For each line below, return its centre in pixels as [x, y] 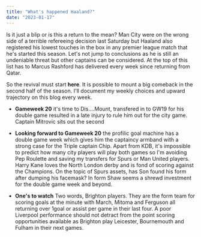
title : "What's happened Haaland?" [51, 12]
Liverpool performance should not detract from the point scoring [95, 215]
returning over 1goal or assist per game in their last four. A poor [93, 208]
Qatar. [14, 73]
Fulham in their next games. [49, 227]
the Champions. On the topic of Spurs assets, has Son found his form [100, 171]
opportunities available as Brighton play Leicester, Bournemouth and [99, 221]
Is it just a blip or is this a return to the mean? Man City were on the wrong [97, 34]
